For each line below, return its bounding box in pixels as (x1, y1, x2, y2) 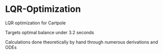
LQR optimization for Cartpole (5, 20, 66, 26)
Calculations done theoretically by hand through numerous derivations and (5, 39, 158, 45)
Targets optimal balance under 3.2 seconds (5, 29, 94, 35)
